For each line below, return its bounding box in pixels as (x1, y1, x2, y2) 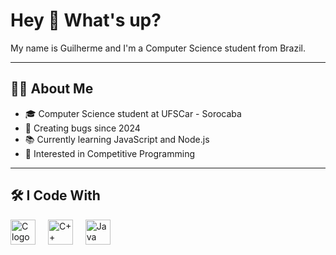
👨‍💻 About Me (10, 80, 94, 98)
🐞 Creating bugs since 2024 (24, 122, 141, 134)
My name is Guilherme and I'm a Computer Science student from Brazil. (10, 42, 307, 54)
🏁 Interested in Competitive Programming (24, 147, 195, 159)
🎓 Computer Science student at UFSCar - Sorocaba (24, 107, 242, 119)
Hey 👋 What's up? (10, 9, 162, 32)
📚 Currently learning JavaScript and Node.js (24, 133, 210, 145)
